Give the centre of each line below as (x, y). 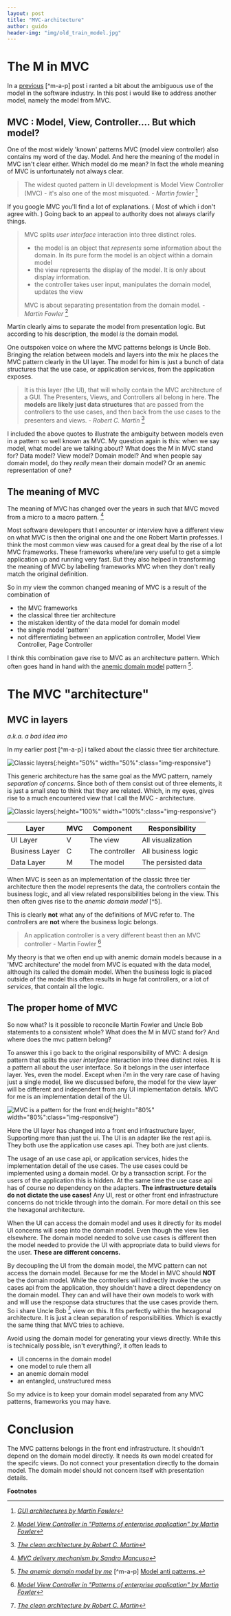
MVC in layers (38, 720)
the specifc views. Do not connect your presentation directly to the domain (113, 1463)
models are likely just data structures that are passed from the (114, 405)
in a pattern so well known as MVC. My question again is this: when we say (113, 440)
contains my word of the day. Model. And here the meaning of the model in (113, 157)
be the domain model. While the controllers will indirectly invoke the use (109, 1280)
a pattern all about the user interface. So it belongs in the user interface (108, 1067)
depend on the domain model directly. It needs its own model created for (110, 1456)
